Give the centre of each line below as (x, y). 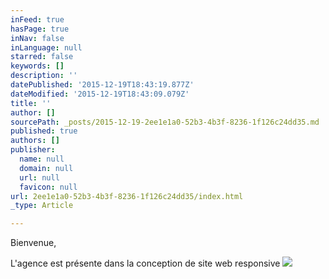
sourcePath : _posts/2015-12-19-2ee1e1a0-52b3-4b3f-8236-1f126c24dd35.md (165, 122)
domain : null (46, 168)
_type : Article (42, 206)
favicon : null (48, 187)
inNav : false (37, 38)
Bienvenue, (33, 243)
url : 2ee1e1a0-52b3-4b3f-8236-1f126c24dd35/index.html (127, 196)
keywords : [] (37, 66)
